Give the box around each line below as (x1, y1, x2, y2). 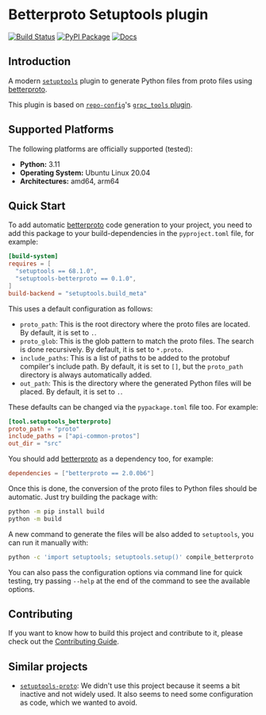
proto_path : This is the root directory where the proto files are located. (19, 319, 250, 329)
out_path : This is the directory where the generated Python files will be (19, 378, 252, 388)
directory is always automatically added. (19, 369, 152, 379)
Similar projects (8, 659, 88, 673)
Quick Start (8, 199, 66, 212)
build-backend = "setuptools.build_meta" (8, 289, 148, 297)
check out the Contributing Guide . (8, 637, 120, 647)
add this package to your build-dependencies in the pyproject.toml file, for (8, 229, 255, 238)
